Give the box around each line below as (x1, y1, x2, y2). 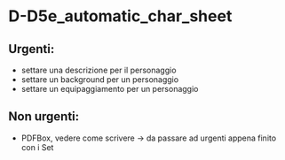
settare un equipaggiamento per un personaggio (20, 84, 199, 94)
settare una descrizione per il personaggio (20, 65, 177, 75)
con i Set (20, 141, 54, 152)
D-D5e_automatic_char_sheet (8, 6, 233, 27)
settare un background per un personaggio (20, 74, 179, 85)
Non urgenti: (8, 109, 80, 125)
